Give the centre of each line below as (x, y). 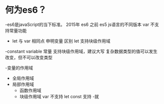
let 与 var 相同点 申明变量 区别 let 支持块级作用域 (61, 41)
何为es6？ (26, 10)
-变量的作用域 (19, 68)
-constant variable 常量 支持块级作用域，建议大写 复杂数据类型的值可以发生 (82, 51)
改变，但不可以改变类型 (29, 57)
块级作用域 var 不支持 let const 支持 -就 (59, 96)
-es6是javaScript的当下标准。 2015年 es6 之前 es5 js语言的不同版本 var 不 (80, 24)
